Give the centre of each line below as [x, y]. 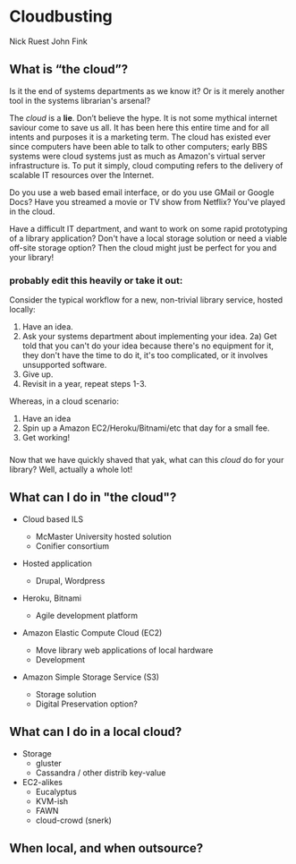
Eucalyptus [56, 791]
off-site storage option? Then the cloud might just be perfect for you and [143, 247]
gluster [49, 763]
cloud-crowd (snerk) [73, 820]
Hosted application [57, 563]
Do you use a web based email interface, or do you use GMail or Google [142, 192]
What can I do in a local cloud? [96, 732]
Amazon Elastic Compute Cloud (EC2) [92, 632]
